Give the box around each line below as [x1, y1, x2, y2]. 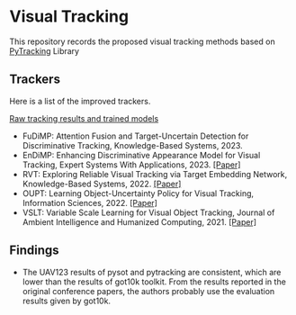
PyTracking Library [9, 45, 79, 56]
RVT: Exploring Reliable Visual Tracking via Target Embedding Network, [22, 168, 288, 179]
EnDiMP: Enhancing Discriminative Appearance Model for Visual [22, 149, 261, 160]
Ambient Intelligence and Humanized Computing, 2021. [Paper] [22, 216, 257, 227]
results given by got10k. [22, 295, 111, 306]
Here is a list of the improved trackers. [9, 95, 151, 106]
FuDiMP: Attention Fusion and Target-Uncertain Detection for [22, 130, 249, 141]
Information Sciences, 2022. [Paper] [22, 197, 157, 208]
